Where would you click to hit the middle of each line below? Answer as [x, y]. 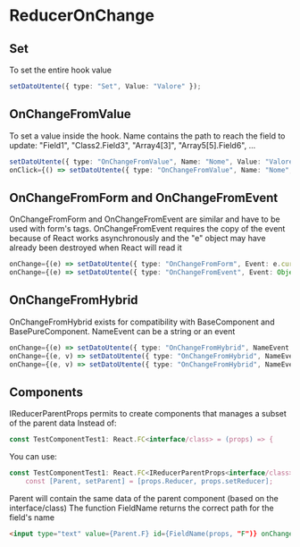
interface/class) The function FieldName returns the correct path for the [142, 508]
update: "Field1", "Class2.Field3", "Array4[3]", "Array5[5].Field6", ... [133, 145]
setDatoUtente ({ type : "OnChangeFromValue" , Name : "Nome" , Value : [135, 162]
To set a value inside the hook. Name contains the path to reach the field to [147, 136]
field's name [32, 517]
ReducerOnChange [82, 16]
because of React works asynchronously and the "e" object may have [137, 239]
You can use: [33, 457]
